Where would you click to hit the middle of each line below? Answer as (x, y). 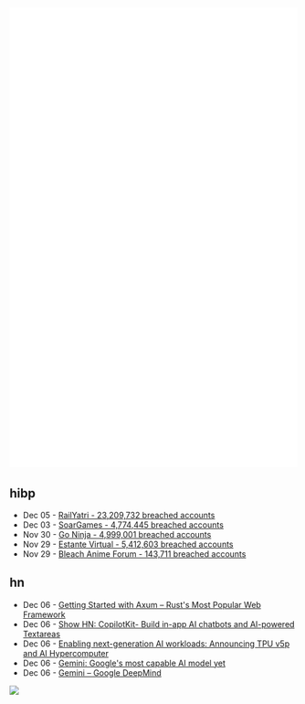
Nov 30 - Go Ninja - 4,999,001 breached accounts (117, 534)
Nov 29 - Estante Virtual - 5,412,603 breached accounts (128, 544)
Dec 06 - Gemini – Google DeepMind (92, 672)
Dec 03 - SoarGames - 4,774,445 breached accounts (123, 525)
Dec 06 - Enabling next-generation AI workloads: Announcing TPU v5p (156, 644)
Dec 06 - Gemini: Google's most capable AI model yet (124, 663)
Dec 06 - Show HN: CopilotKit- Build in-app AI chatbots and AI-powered (158, 624)
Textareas (42, 634)
